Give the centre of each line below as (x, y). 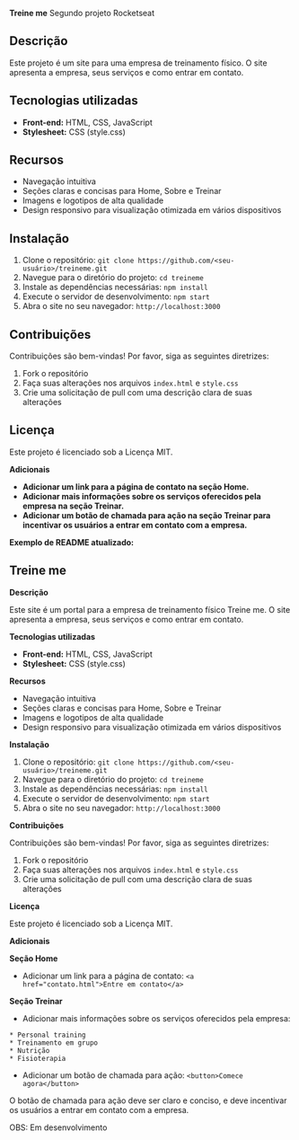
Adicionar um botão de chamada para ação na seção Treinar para (146, 515)
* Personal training (48, 1035)
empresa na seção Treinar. (73, 506)
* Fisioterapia (38, 1058)
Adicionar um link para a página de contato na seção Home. (136, 486)
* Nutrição (30, 1050)
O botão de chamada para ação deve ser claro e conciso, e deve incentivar (148, 1100)
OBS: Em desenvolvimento (58, 1127)
